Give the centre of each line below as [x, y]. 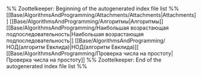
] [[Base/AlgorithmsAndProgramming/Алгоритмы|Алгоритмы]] [85, 21]
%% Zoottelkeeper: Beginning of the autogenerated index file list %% [93, 8]
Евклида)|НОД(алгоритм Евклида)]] [92, 47]
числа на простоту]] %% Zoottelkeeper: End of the [97, 60]
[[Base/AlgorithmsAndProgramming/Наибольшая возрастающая [87, 28]
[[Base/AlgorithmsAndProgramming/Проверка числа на [76, 53]
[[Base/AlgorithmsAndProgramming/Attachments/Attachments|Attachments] [101, 15]
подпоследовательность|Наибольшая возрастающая [75, 34]
